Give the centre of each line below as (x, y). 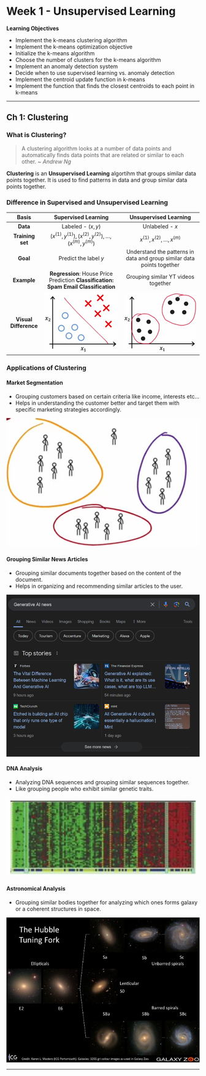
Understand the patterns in (160, 252)
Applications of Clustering (47, 368)
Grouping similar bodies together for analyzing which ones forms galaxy (106, 902)
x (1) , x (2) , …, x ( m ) (160, 239)
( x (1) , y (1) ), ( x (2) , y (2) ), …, (81, 235)
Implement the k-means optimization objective (74, 47)
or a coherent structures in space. (58, 909)
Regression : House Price (82, 273)
